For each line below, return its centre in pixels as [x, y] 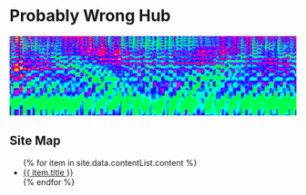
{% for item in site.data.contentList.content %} [110, 162]
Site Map [35, 141]
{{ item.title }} [48, 172]
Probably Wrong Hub [90, 16]
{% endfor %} [49, 181]
